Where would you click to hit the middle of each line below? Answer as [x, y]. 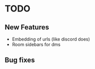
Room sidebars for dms [36, 44]
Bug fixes [20, 60]
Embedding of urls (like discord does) [51, 39]
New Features [27, 27]
